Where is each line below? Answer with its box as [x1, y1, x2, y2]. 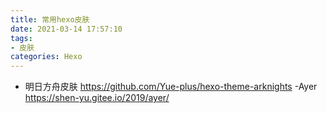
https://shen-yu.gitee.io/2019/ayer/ [24, 92, 170, 104]
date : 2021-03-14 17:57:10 [10, 24, 123, 34]
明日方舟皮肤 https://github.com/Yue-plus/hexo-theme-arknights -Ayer [24, 81, 318, 93]
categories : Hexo [10, 52, 83, 62]
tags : [10, 33, 33, 43]
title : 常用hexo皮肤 [10, 14, 90, 25]
